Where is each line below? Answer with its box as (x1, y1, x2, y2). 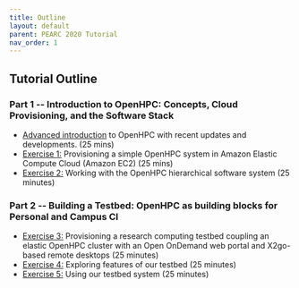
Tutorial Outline (9, 71, 98, 86)
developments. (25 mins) (21, 139, 115, 149)
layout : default (9, 21, 70, 30)
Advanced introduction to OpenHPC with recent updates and (21, 129, 247, 140)
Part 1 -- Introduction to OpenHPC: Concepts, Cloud (9, 97, 239, 110)
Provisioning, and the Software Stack (9, 109, 175, 122)
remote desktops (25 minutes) (47, 250, 159, 260)
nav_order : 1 (9, 38, 58, 47)
